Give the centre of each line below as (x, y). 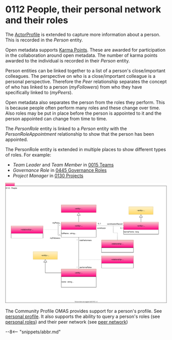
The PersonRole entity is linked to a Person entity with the (66, 129)
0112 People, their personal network (83, 9)
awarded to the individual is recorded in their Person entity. (68, 60)
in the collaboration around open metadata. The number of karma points (81, 55)
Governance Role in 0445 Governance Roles (60, 170)
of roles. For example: (28, 155)
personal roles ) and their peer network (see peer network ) (67, 322)
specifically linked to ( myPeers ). (39, 92)
